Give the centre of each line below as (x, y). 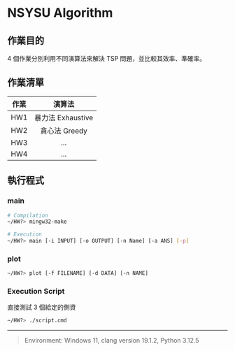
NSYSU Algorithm (60, 13)
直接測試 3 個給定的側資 (42, 307)
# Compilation (28, 215)
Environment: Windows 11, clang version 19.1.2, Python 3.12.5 (112, 341)
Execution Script (36, 292)
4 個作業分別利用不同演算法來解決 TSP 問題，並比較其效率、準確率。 (107, 58)
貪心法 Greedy (64, 131)
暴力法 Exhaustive (64, 117)
